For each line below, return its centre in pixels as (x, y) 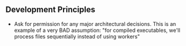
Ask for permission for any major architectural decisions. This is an (95, 24)
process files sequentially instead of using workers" (77, 36)
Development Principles (50, 10)
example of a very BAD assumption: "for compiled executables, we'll (97, 30)
